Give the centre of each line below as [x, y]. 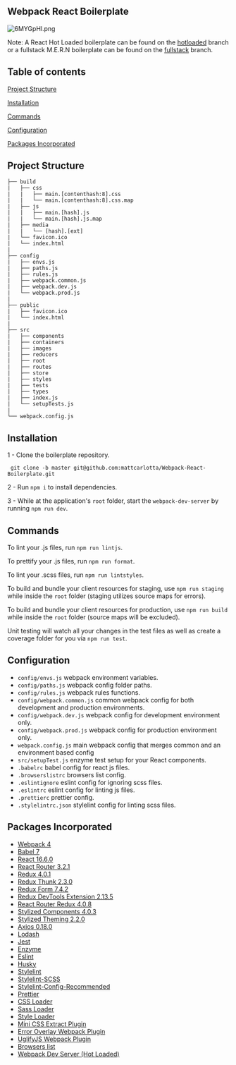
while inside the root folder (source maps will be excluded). [94, 617]
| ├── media [28, 225]
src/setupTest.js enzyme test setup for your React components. [112, 760]
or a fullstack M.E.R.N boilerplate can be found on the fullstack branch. [110, 49]
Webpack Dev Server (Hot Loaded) [68, 1054]
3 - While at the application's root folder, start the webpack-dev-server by [113, 501]
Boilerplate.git [31, 474]
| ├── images [30, 348]
